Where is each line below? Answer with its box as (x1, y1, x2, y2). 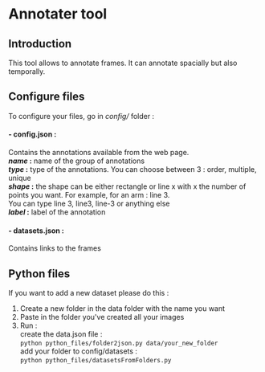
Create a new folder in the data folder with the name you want (19, 304, 226, 313)
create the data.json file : (19, 329, 103, 339)
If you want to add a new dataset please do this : (8, 288, 169, 298)
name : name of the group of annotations (8, 156, 145, 166)
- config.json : (8, 129, 57, 139)
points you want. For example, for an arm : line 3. (8, 190, 170, 200)
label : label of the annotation (8, 207, 106, 217)
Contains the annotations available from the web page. (8, 148, 190, 157)
